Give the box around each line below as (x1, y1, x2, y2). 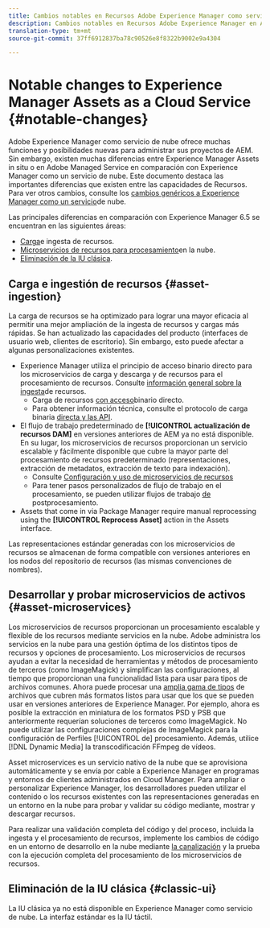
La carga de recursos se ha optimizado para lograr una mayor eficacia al (8, 311, 249, 321)
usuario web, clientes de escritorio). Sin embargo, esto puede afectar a (8, 337, 243, 346)
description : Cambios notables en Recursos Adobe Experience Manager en (8, 19, 257, 27)
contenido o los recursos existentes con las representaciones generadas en (8, 791, 260, 802)
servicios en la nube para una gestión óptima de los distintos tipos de (8, 639, 239, 648)
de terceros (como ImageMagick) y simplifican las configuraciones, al (8, 665, 239, 674)
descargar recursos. (8, 809, 76, 818)
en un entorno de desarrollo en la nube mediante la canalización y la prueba (8, 841, 260, 851)
